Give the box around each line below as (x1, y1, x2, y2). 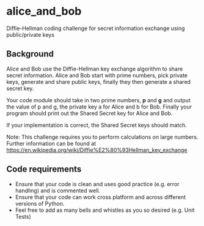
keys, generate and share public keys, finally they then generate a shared (6, 78, 191, 85)
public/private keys (6, 31, 55, 38)
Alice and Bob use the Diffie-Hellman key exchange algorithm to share (6, 65, 183, 72)
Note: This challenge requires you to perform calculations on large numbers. (6, 133, 199, 140)
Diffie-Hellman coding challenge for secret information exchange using (6, 24, 185, 32)
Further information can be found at (6, 140, 97, 147)
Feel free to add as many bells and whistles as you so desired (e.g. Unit (15, 206, 195, 214)
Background (6, 49, 54, 59)
